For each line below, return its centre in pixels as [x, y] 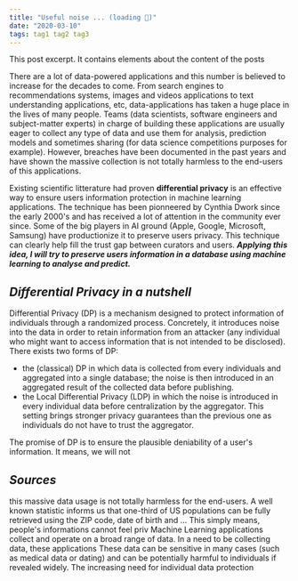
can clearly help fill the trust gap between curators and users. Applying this [148, 245]
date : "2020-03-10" [45, 26]
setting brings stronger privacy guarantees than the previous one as [147, 416]
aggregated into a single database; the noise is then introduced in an [148, 378]
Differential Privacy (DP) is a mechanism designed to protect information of [147, 313]
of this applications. [45, 171]
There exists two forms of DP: [64, 351]
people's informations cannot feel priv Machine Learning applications [137, 529]
